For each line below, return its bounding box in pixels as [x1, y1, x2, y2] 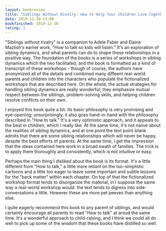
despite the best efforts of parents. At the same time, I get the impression [5, 138, 154, 144]
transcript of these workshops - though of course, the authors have [5, 65, 143, 72]
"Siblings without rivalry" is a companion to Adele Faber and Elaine [5, 39, 141, 45]
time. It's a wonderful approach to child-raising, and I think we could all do [5, 215, 157, 221]
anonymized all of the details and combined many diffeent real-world [5, 71, 146, 77]
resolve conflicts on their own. [5, 97, 67, 103]
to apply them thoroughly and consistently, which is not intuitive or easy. [5, 149, 153, 155]
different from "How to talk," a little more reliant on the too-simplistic [5, 164, 144, 170]
